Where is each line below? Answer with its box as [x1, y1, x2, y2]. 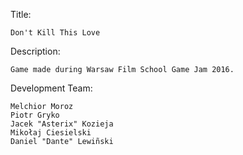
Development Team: [10, 82, 93, 94]
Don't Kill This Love [10, 28, 101, 38]
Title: [10, 9, 32, 20]
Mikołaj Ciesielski [10, 128, 92, 138]
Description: [10, 45, 61, 57]
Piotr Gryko [10, 110, 60, 120]
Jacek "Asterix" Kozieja [10, 119, 114, 129]
